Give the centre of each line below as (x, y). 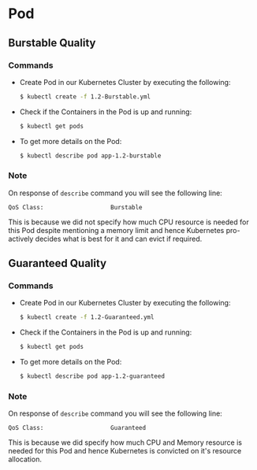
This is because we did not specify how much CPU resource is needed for (129, 222)
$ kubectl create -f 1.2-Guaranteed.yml (87, 317)
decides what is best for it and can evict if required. (119, 239)
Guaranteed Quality (58, 263)
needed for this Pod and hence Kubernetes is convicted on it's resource (125, 451)
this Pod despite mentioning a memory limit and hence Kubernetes (116, 230)
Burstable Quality (52, 43)
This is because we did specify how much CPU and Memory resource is (125, 442)
